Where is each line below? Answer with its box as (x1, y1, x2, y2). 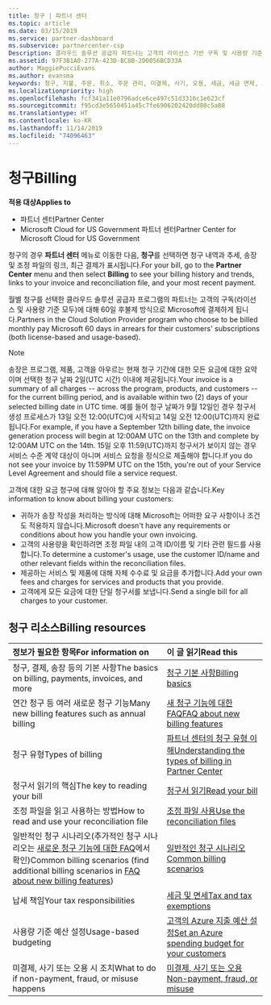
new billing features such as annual (12, 708, 146, 720)
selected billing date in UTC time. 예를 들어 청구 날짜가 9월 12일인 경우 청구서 (8, 401, 256, 411)
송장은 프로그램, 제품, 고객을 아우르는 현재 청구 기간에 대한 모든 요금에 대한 (8, 364, 243, 374)
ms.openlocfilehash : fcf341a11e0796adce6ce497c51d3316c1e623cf (8, 94, 226, 102)
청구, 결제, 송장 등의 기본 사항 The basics (12, 662, 159, 674)
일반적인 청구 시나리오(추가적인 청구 (12, 831, 141, 842)
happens (12, 983, 46, 995)
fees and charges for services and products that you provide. (19, 577, 224, 587)
